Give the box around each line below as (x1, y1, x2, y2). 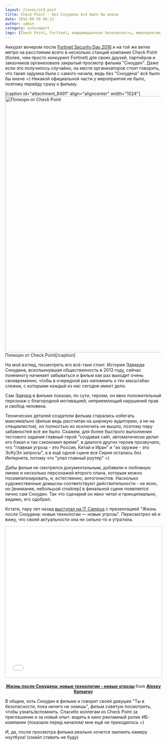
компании (5, 719, 26, 725)
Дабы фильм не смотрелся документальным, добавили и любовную (5, 465, 151, 470)
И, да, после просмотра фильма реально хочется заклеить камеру (5, 729, 148, 735)
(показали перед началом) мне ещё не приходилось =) (27, 719, 145, 725)
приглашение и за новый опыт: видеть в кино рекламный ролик (5, 714, 141, 720)
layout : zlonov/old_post (5, 7, 56, 12)
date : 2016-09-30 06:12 (5, 16, 55, 21)
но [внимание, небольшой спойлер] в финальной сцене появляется (5, 486, 149, 492)
